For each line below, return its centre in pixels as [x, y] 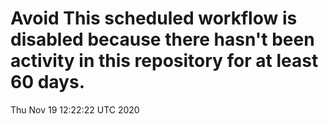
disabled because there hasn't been [162, 39]
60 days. [48, 82]
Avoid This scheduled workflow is [154, 18]
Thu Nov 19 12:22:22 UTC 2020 [75, 109]
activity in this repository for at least [164, 61]
